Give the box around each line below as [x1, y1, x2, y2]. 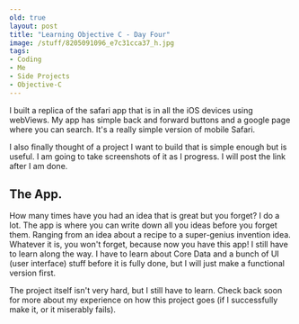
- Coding [9, 55, 42, 64]
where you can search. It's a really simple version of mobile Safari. [9, 123, 256, 135]
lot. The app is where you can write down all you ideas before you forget [9, 220, 278, 230]
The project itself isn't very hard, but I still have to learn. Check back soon [9, 285, 283, 296]
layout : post [9, 22, 58, 31]
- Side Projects [9, 72, 70, 81]
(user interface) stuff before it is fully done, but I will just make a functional [9, 258, 286, 269]
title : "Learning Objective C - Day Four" [9, 30, 171, 39]
